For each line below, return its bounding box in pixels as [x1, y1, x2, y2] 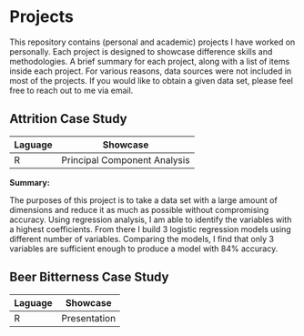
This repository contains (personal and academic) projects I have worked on [9, 36, 296, 47]
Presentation [61, 311, 117, 324]
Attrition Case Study [9, 111, 127, 127]
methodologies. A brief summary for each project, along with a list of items [9, 56, 290, 66]
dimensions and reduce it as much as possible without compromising [9, 204, 269, 215]
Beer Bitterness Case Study [9, 270, 169, 285]
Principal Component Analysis [61, 153, 190, 166]
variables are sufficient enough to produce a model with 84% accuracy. [9, 243, 279, 254]
